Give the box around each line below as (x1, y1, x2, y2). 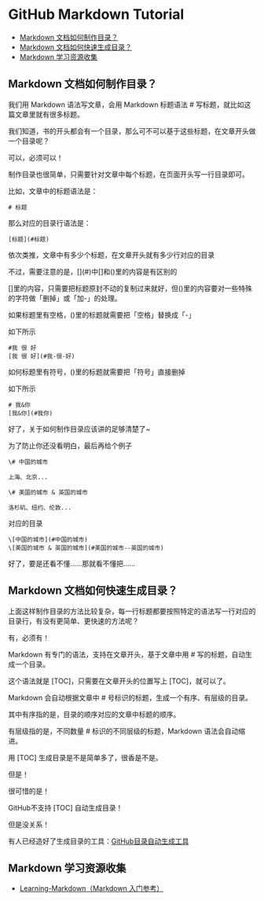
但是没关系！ (8, 819, 49, 829)
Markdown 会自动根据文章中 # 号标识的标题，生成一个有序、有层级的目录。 (8, 693, 253, 702)
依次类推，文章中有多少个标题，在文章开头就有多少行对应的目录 (8, 250, 214, 259)
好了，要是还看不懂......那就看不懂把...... (8, 558, 136, 568)
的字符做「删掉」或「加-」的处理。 (8, 293, 122, 303)
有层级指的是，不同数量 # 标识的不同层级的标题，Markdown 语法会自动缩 (8, 726, 246, 736)
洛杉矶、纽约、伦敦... (8, 503, 72, 512)
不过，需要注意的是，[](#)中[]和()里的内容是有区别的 (8, 267, 178, 276)
